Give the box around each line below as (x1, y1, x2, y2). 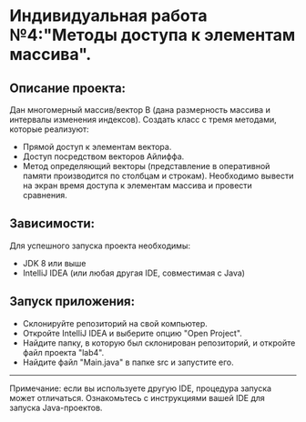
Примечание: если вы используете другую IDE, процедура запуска (9, 383, 271, 394)
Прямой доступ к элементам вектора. (22, 142, 172, 152)
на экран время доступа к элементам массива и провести (22, 180, 252, 191)
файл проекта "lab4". (22, 347, 105, 357)
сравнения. (22, 190, 67, 200)
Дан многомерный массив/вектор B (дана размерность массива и (9, 105, 270, 115)
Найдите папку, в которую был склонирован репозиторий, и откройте (22, 337, 296, 348)
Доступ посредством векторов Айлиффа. (22, 151, 185, 162)
